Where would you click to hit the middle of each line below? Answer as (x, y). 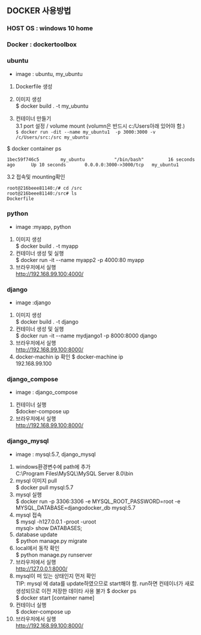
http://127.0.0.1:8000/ (41, 569)
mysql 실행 (28, 494)
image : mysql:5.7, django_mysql (55, 454)
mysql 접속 (28, 515)
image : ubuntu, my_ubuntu (49, 74)
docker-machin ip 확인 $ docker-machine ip (69, 357)
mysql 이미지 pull (36, 480)
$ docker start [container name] (55, 598)
